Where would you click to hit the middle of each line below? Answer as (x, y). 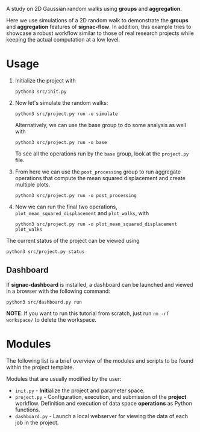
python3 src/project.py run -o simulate (66, 114)
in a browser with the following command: (58, 291)
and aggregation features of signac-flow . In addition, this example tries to (99, 27)
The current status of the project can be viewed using (73, 240)
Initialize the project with (45, 80)
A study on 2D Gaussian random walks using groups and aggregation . (94, 9)
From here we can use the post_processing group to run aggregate (98, 172)
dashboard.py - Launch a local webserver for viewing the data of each (102, 416)
